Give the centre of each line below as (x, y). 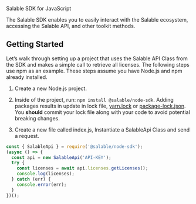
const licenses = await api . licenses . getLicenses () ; (82, 168)
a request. (27, 136)
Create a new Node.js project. (50, 88)
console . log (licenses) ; (46, 174)
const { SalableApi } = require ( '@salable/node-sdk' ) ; (75, 146)
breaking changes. (37, 118)
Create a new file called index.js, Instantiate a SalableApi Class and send (102, 129)
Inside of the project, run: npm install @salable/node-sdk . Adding (94, 99)
